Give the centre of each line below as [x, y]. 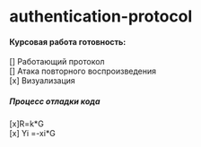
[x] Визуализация [43, 81]
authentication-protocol [101, 17]
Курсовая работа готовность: [68, 41]
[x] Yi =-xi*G [32, 134]
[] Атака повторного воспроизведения [83, 71]
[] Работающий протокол [57, 62]
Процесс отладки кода [55, 101]
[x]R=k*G [27, 124]
